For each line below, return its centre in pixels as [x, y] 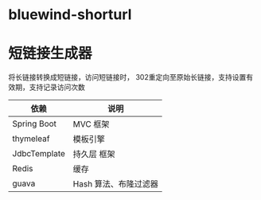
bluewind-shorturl [70, 15]
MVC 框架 [91, 124]
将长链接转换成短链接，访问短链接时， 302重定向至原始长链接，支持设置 [127, 77]
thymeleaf [31, 139]
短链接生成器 [51, 54]
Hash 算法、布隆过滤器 [116, 184]
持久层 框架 [94, 155]
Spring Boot [35, 124]
